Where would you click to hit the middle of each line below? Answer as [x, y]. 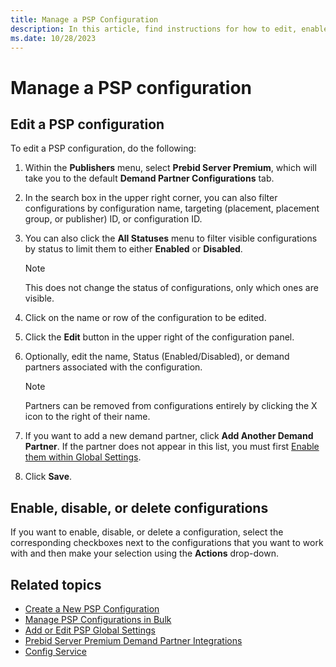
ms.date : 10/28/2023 [53, 38]
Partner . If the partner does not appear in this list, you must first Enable [172, 447]
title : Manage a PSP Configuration [84, 19]
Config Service [55, 651]
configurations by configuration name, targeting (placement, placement [172, 208]
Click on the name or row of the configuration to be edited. [145, 318]
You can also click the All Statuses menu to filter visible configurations [171, 238]
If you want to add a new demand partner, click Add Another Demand [169, 436]
